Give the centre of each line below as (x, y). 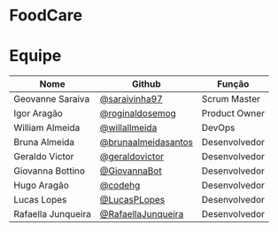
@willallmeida (128, 128)
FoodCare (46, 15)
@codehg (120, 185)
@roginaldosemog (138, 113)
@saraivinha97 (131, 99)
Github (146, 84)
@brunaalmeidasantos (146, 143)
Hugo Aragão (41, 185)
